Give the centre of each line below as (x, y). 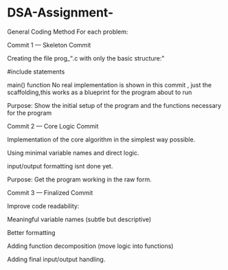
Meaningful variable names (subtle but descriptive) (79, 219)
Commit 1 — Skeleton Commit (49, 45)
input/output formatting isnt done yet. (60, 166)
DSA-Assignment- (60, 13)
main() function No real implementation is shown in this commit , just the (109, 85)
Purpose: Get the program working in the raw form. (80, 179)
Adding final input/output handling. (56, 259)
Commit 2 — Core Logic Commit (53, 126)
